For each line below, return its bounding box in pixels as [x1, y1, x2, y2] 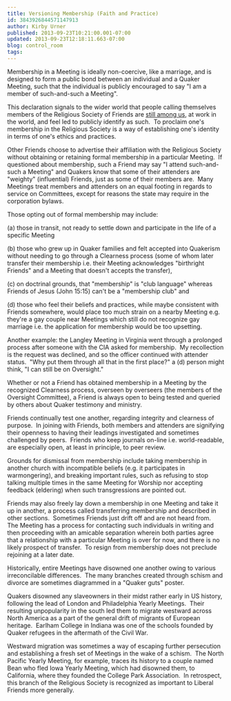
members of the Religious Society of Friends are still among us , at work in [7, 110, 217, 118]
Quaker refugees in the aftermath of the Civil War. [7, 629, 148, 637]
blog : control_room [7, 42, 63, 49]
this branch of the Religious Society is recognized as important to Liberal [7, 678, 214, 687]
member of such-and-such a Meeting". [7, 89, 119, 97]
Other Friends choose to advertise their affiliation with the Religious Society [7, 146, 222, 154]
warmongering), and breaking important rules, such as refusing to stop [7, 471, 209, 480]
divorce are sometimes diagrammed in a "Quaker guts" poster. [7, 578, 185, 586]
